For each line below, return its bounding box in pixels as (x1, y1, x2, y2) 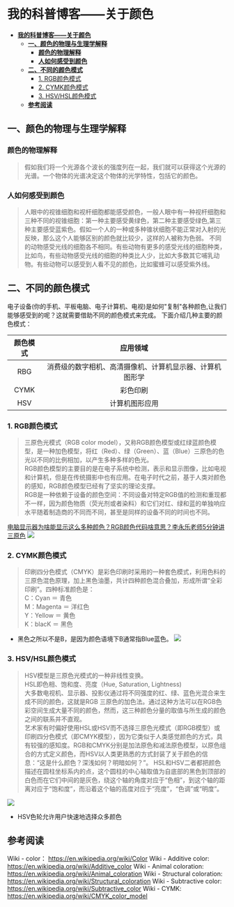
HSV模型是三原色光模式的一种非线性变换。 (24, 671, 148, 680)
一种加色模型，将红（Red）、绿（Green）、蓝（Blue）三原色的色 (42, 447, 225, 455)
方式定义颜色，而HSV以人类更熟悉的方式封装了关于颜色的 (36, 749, 202, 758)
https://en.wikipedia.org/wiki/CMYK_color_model (7, 892, 148, 900)
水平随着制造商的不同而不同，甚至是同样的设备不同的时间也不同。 (24, 508, 214, 517)
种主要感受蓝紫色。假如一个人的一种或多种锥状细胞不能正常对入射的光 (24, 224, 226, 234)
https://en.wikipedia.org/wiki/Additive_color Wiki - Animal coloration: (7, 862, 204, 871)
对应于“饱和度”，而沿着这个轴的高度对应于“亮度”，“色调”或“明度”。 (30, 784, 224, 793)
